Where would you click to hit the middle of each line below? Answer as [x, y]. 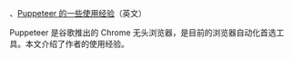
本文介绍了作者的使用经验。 [77, 44]
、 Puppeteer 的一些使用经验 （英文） [78, 13]
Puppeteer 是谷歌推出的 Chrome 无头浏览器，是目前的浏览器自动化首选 [143, 33]
